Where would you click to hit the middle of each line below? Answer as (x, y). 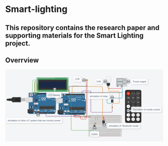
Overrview (22, 60)
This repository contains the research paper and (82, 28)
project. (18, 43)
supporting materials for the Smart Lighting (74, 35)
